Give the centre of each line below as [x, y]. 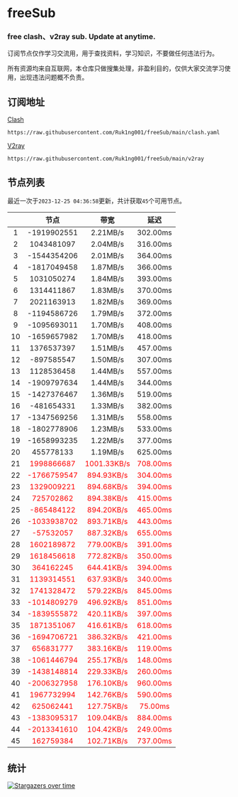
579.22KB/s [108, 591]
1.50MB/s [108, 360]
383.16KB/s [108, 648]
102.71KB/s [108, 741]
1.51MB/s [108, 348]
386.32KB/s [108, 637]
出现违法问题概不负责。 [54, 77]
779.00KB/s [108, 545]
